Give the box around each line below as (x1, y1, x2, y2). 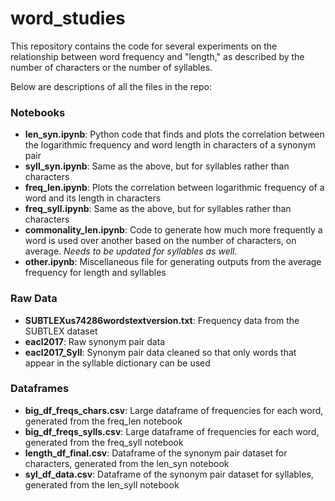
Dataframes (10, 382, 70, 396)
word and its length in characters (24, 192, 162, 204)
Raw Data (10, 292, 58, 306)
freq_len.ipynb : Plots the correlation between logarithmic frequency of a (24, 182, 325, 194)
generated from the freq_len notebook (24, 415, 183, 427)
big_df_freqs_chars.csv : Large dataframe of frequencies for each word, (24, 404, 324, 416)
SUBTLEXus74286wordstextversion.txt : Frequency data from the (24, 314, 300, 326)
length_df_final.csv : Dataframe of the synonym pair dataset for (24, 447, 288, 459)
